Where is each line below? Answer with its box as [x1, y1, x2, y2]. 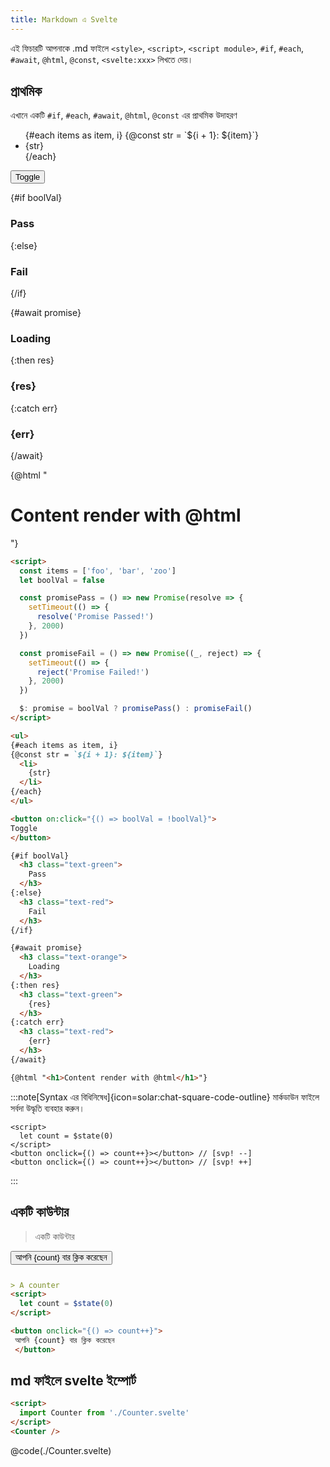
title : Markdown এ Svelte [10, 14, 118, 25]
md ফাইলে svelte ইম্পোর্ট [10, 1372, 137, 1390]
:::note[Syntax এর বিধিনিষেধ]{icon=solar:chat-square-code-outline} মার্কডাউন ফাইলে [10, 1091, 320, 1103]
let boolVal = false [19, 575, 105, 585]
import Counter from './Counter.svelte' [19, 1408, 190, 1418]
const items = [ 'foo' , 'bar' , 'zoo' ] [19, 566, 177, 576]
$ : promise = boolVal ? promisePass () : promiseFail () [19, 704, 253, 714]
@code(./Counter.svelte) [10, 1444, 112, 1456]
